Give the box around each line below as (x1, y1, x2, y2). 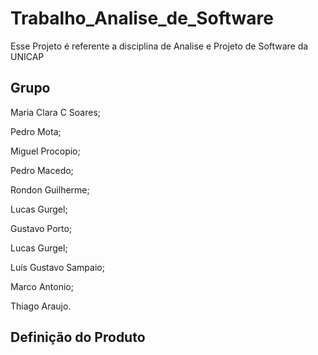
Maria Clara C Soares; (10, 106, 102, 118)
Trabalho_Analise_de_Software (10, 7, 274, 30)
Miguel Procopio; (10, 145, 81, 157)
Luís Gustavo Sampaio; (10, 261, 105, 273)
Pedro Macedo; (10, 164, 74, 176)
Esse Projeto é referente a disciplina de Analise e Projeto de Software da (10, 40, 309, 52)
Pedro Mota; (10, 125, 62, 137)
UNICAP (10, 50, 45, 62)
